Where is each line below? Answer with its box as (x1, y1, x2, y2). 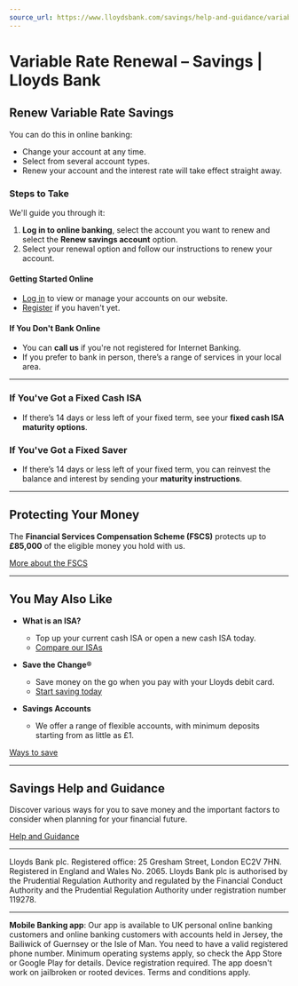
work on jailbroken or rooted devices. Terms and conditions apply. (9, 967, 251, 978)
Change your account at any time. (21, 146, 146, 156)
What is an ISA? (21, 615, 82, 626)
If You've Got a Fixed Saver (9, 443, 128, 456)
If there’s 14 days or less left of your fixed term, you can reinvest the (21, 464, 271, 474)
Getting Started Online (9, 273, 94, 284)
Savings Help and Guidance (9, 781, 166, 796)
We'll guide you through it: (9, 207, 106, 218)
